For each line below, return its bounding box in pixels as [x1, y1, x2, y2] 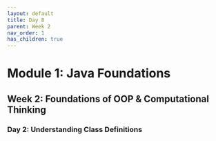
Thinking [7, 104, 47, 115]
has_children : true [7, 36, 63, 43]
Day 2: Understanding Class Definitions [7, 124, 143, 134]
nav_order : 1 [7, 29, 45, 37]
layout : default [7, 10, 54, 17]
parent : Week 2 [7, 23, 51, 30]
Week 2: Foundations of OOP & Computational [7, 93, 209, 104]
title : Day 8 [7, 17, 45, 23]
